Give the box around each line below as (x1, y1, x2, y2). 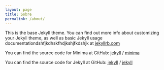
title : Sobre (5, 12, 32, 17)
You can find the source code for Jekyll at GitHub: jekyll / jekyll (5, 60, 133, 66)
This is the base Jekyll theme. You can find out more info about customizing (5, 30, 159, 36)
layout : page (5, 7, 32, 12)
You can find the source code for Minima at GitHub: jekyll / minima (5, 50, 140, 56)
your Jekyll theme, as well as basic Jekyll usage (5, 35, 102, 41)
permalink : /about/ (5, 16, 45, 21)
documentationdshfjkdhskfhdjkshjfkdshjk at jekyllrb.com (5, 40, 120, 46)
